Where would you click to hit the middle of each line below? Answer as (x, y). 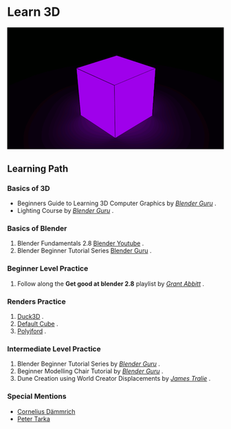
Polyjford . (32, 331)
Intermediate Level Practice (54, 348)
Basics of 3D (29, 188)
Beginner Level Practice (48, 269)
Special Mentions (37, 397)
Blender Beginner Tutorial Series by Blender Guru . (88, 364)
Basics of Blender (37, 229)
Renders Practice (37, 302)
